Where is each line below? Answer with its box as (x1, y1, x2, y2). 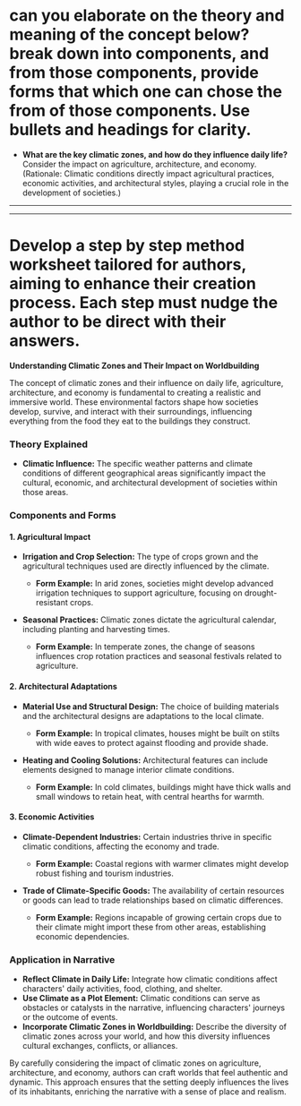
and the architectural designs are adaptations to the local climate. (21, 710, 264, 721)
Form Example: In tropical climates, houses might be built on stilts (35, 727, 280, 739)
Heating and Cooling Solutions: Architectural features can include (21, 754, 269, 766)
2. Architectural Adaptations (9, 681, 118, 691)
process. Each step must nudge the (9, 293, 279, 313)
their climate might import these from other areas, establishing (35, 922, 267, 932)
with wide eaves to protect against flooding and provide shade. (35, 737, 269, 748)
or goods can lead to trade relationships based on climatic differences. (21, 895, 284, 905)
